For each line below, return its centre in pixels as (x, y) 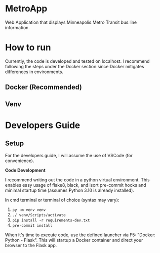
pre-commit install (32, 225)
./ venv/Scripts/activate (39, 215)
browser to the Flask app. (31, 245)
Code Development (25, 170)
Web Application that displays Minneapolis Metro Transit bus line (71, 22)
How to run (28, 48)
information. (18, 27)
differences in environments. (34, 72)
